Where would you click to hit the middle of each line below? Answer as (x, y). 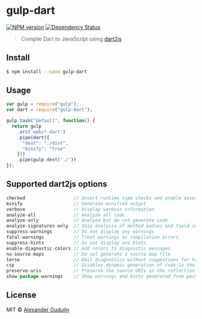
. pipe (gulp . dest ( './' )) (47, 160)
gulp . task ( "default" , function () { (51, 121)
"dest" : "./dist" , (45, 143)
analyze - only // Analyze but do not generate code (87, 220)
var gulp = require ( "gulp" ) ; (43, 104)
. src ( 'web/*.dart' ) (41, 132)
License (21, 295)
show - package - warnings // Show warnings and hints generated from (95, 277)
